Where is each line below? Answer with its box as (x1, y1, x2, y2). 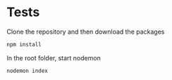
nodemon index (6, 67, 49, 74)
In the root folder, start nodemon (6, 53, 102, 62)
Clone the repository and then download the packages (6, 27, 165, 36)
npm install (6, 41, 42, 48)
